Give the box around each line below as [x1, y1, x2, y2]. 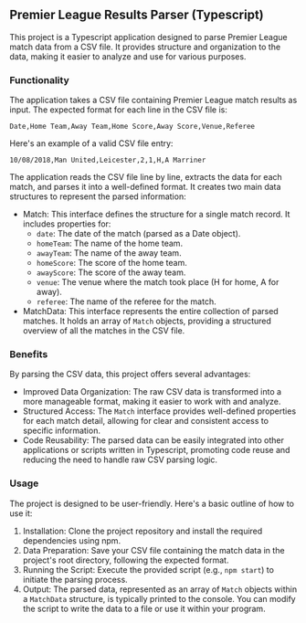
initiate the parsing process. [22, 574, 128, 585]
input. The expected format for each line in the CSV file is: [9, 104, 228, 115]
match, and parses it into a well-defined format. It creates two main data [9, 182, 281, 193]
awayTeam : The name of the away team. [36, 248, 182, 259]
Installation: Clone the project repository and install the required [22, 525, 263, 536]
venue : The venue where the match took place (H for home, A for [36, 277, 280, 288]
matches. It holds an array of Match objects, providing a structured [22, 315, 272, 327]
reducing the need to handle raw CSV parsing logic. [22, 454, 217, 465]
